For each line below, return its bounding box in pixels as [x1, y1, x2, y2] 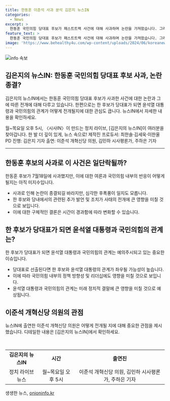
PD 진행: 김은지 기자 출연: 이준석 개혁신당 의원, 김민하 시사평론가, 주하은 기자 [5, 137, 157, 143]
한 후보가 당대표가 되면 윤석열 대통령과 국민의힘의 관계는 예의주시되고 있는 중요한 [5, 249, 165, 256]
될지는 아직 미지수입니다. [5, 179, 54, 186]
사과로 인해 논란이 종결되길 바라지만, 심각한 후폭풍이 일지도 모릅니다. [12, 190, 148, 196]
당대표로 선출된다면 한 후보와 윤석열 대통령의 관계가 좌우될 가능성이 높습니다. [12, 267, 164, 273]
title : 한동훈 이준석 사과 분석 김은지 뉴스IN [5, 7, 90, 13]
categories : [5, 12, 30, 17]
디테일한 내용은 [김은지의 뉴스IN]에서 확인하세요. [24, 329, 120, 335]
